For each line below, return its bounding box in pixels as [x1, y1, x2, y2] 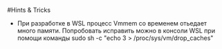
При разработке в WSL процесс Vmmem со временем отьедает [17, 19, 207, 27]
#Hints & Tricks [7, 6, 50, 14]
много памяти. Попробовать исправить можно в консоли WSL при [17, 27, 216, 35]
